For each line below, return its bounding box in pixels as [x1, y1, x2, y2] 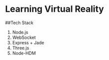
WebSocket [12, 34, 36, 40]
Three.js [12, 45, 30, 51]
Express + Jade [12, 39, 44, 45]
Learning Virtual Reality [5, 3, 105, 15]
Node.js [12, 29, 29, 35]
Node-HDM [12, 50, 36, 56]
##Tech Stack [5, 20, 34, 26]
